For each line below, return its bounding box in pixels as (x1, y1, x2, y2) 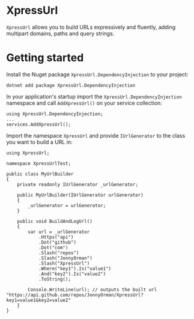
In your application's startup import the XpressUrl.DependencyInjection (6, 93, 182, 100)
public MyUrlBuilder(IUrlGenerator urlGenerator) (17, 192, 144, 198)
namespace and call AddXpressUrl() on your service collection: (6, 99, 162, 106)
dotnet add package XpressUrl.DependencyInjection (6, 82, 136, 88)
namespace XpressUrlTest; (6, 160, 71, 166)
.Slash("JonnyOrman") (38, 255, 93, 261)
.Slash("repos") (38, 250, 79, 256)
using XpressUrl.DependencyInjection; (6, 111, 103, 117)
